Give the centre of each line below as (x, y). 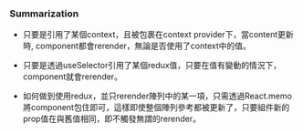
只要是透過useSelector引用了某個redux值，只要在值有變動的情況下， (152, 66)
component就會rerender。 (73, 77)
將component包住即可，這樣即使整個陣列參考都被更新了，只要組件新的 (156, 107)
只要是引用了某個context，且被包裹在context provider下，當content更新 (158, 35)
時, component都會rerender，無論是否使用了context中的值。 (136, 46)
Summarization (44, 14)
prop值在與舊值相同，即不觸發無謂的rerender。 (112, 119)
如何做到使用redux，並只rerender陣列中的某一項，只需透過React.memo (157, 96)
